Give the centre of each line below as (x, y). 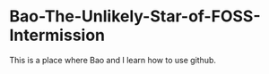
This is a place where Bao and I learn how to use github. (113, 60)
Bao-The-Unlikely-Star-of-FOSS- (135, 16)
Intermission (57, 35)
